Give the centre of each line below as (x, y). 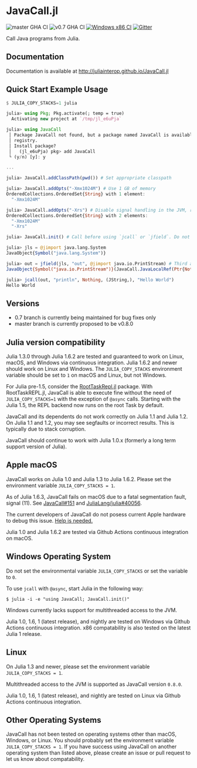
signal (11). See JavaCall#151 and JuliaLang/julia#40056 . (74, 503)
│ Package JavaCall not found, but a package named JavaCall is (89, 135)
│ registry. (23, 140)
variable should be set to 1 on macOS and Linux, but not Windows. (86, 375)
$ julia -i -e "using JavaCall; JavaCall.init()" (68, 599)
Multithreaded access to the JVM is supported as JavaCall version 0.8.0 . (94, 684)
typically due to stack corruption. (46, 429)
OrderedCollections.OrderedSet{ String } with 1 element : (76, 194)
